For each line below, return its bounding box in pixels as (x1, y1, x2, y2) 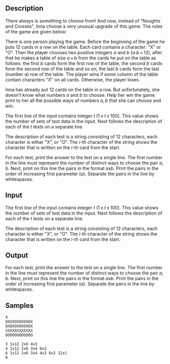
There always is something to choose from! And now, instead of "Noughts (5, 17, 161, 24)
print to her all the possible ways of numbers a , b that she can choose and (5, 97, 161, 103)
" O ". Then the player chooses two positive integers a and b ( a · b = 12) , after (5, 49, 162, 55)
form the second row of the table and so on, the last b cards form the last (5, 66, 159, 72)
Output (5, 251, 28, 260)
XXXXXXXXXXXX (5, 328, 33, 333)
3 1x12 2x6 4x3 (5, 341, 38, 347)
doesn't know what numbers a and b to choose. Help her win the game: (5, 92, 156, 98)
